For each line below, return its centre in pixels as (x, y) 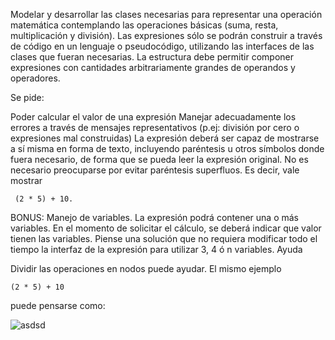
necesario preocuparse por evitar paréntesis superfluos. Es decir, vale (155, 170)
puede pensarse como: (58, 305)
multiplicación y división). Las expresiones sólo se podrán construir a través (166, 35)
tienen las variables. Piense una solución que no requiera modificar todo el (164, 238)
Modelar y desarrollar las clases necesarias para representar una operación (166, 14)
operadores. (35, 78)
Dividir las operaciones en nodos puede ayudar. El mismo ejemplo (146, 268)
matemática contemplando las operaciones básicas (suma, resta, (144, 25)
